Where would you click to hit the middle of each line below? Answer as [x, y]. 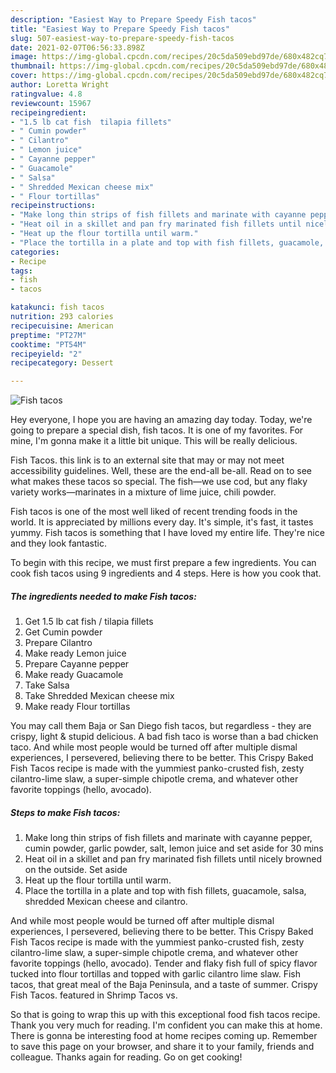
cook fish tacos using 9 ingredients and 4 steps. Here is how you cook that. [166, 573]
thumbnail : [33, 66]
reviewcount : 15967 [51, 103]
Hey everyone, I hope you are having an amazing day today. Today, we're [161, 420]
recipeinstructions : [53, 206]
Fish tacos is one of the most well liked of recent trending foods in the [154, 512]
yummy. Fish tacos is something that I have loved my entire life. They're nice [167, 533]
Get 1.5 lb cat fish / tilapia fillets [89, 622]
